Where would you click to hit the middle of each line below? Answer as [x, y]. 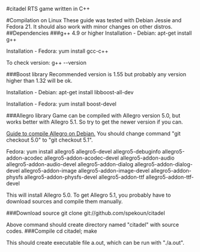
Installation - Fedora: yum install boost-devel [62, 104]
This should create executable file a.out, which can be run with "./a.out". [95, 243]
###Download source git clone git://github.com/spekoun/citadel [86, 213]
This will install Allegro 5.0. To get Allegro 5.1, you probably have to [89, 195]
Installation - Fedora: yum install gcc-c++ [57, 51]
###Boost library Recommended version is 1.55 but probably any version [96, 74]
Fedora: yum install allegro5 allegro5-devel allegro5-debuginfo [83, 151]
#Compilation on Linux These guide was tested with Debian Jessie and [94, 20]
